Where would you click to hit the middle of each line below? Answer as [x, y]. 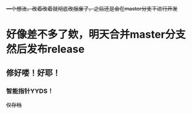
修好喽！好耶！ [33, 73]
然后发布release [45, 49]
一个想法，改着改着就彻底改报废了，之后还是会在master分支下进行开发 [92, 9]
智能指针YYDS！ [30, 91]
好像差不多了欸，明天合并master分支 [96, 35]
